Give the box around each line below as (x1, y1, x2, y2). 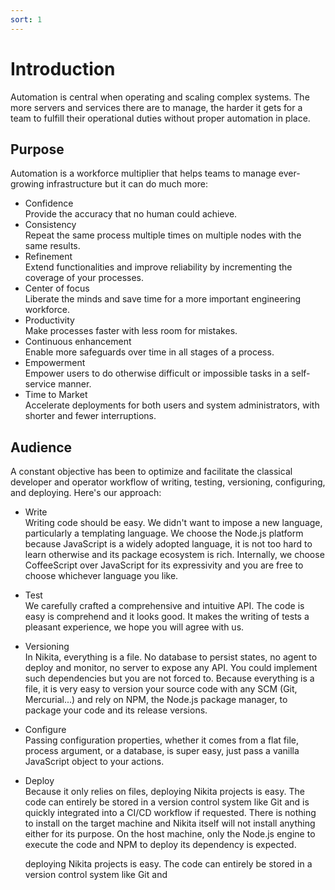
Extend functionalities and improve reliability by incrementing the (24, 261, 293, 273)
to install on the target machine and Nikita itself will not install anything (24, 817, 316, 830)
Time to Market (24, 389, 88, 401)
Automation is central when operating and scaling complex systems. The (10, 91, 310, 103)
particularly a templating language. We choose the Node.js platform (24, 527, 304, 540)
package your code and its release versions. (24, 704, 208, 716)
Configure (24, 724, 67, 736)
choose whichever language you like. (24, 570, 179, 582)
